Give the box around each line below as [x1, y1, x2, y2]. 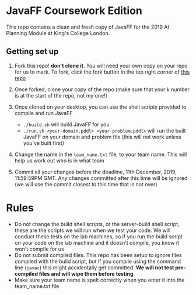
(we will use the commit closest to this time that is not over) [14, 181, 157, 188]
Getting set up [6, 47, 59, 57]
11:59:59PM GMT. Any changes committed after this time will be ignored [14, 174, 188, 182]
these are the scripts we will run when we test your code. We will [14, 227, 171, 234]
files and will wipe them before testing [38, 270, 134, 277]
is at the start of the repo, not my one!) [14, 92, 108, 99]
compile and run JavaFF [14, 109, 73, 116]
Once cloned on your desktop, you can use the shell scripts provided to [14, 103, 187, 110]
